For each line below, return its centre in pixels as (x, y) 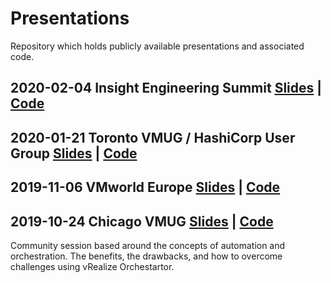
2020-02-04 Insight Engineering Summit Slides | (166, 88)
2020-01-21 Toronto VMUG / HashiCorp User (153, 137)
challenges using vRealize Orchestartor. (92, 266)
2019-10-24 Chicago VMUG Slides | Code (142, 221)
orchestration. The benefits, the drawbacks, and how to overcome (146, 256)
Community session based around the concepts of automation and (148, 245)
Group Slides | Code (74, 153)
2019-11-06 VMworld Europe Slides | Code (145, 187)
